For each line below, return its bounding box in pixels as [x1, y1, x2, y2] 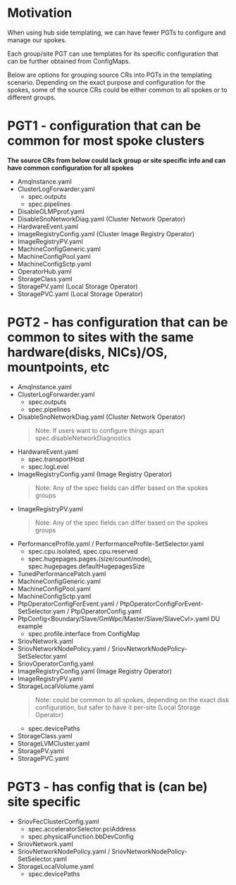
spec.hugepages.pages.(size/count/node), [27, 554, 153, 563]
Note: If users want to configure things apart [35, 426, 164, 434]
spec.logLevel [27, 462, 69, 470]
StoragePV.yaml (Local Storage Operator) [17, 282, 139, 291]
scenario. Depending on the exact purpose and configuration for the [7, 78, 206, 86]
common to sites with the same [7, 329, 194, 346]
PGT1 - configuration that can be [7, 118, 201, 134]
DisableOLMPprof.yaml [17, 207, 85, 216]
